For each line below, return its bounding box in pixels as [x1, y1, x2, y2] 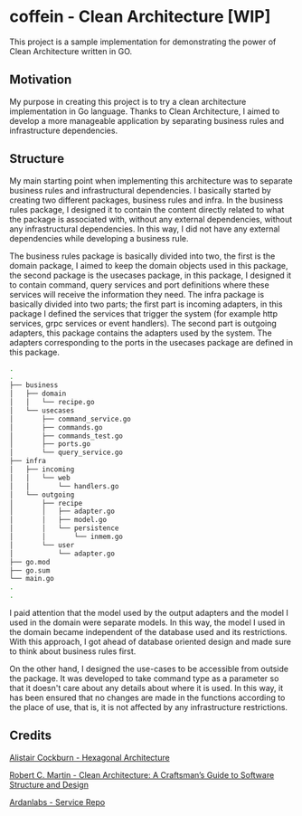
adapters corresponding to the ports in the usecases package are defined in [9, 337, 294, 347]
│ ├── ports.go [9, 440, 91, 449]
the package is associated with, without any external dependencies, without [9, 213, 293, 224]
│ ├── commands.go [9, 422, 103, 432]
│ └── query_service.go [9, 448, 124, 458]
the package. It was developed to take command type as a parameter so [9, 673, 279, 684]
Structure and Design [9, 779, 89, 790]
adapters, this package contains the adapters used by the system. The [9, 327, 273, 338]
